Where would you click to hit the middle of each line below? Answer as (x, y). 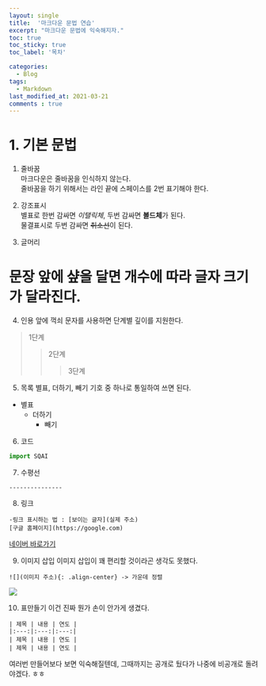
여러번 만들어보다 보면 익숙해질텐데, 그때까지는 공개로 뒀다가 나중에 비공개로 (126, 664)
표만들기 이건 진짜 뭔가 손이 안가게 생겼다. (85, 608)
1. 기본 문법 (43, 146)
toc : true (25, 38)
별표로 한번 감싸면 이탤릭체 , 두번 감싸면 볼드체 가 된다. (103, 216)
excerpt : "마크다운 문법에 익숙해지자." (66, 30)
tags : (18, 81)
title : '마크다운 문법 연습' (52, 23)
